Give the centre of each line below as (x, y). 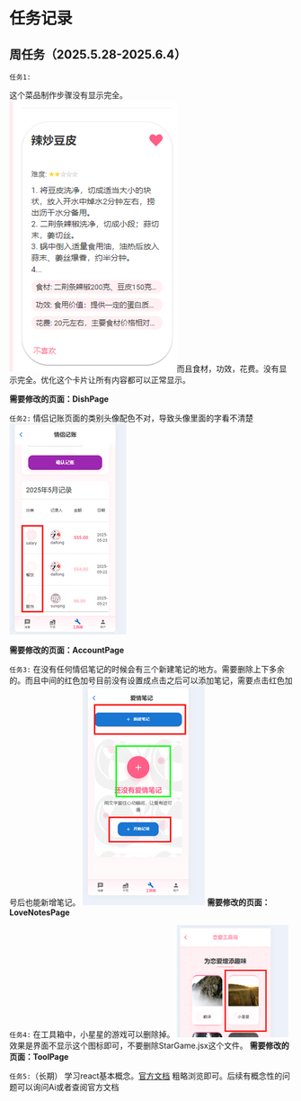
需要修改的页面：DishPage (59, 399)
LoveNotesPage (40, 912)
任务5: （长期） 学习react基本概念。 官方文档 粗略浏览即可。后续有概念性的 (146, 1076)
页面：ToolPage (39, 1057)
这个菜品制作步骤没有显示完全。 (68, 95)
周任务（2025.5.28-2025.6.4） (98, 54)
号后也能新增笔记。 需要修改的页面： (140, 902)
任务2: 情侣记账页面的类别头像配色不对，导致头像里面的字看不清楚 (132, 418)
